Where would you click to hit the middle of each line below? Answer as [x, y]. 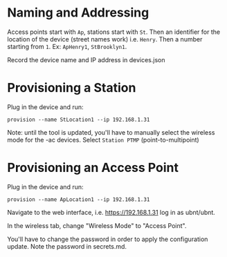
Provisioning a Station [72, 88]
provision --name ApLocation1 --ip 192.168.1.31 [79, 199]
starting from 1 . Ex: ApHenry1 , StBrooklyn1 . [67, 46]
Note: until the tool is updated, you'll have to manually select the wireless [111, 132]
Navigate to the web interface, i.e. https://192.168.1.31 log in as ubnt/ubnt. [111, 212]
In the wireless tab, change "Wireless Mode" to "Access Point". [97, 225]
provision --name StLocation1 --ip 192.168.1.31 [79, 120]
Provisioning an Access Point [93, 168]
